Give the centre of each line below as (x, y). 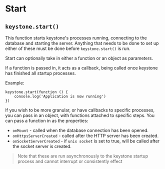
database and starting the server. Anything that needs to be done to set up (82, 43)
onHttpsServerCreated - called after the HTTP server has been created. (85, 136)
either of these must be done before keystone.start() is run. (68, 48)
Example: (15, 83)
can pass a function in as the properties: (47, 121)
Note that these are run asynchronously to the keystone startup (83, 156)
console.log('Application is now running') (60, 96)
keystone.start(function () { (37, 92)
